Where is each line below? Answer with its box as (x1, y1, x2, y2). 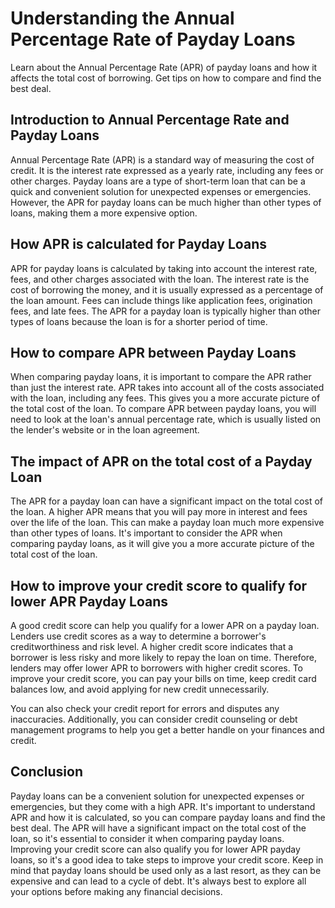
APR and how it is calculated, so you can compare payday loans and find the (10, 811, 326, 823)
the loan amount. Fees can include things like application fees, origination (10, 294, 313, 306)
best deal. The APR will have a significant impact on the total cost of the (10, 822, 307, 834)
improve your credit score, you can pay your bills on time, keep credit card (10, 673, 317, 684)
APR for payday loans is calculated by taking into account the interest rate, (10, 262, 318, 274)
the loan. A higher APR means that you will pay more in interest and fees (10, 506, 308, 518)
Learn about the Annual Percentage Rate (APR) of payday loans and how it (10, 61, 318, 73)
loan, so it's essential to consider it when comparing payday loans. (10, 832, 285, 844)
